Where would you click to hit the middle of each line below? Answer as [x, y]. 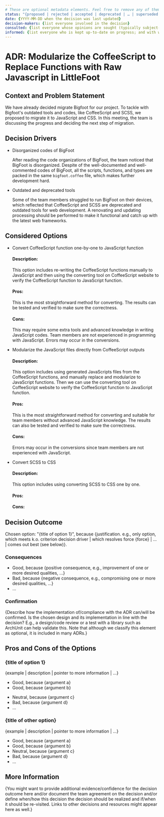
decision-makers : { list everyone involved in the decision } [68, 23]
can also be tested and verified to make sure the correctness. [74, 425]
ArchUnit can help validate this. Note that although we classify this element [81, 628]
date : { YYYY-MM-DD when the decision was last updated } [63, 19]
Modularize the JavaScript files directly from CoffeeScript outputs [78, 350]
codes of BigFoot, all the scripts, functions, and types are [95, 170]
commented [24, 170]
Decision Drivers [31, 139]
